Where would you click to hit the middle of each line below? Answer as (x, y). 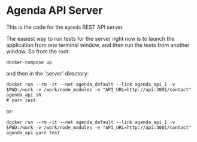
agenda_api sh (24, 95)
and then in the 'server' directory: (48, 73)
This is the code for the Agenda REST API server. (65, 27)
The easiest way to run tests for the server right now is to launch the (90, 38)
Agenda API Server (54, 10)
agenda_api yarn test (33, 132)
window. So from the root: (38, 51)
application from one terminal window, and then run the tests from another (98, 45)
